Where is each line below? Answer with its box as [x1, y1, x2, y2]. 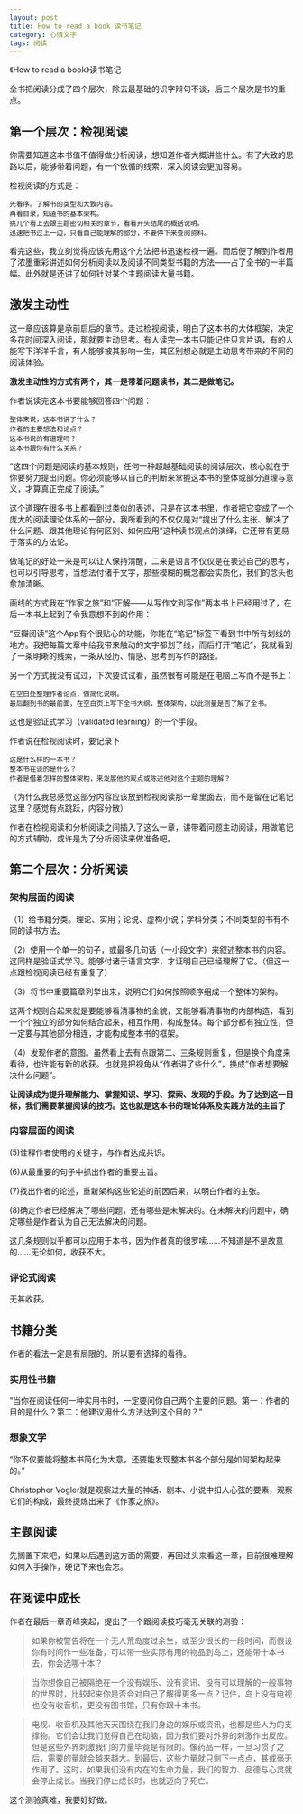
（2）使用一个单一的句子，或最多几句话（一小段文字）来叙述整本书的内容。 [9, 944, 291, 954]
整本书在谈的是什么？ [9, 765, 77, 774]
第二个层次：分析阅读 [9, 862, 128, 878]
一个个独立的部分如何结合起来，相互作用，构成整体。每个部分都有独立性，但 [9, 1016, 294, 1027]
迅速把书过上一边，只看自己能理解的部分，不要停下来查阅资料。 [9, 229, 211, 238]
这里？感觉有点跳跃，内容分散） [9, 802, 128, 813]
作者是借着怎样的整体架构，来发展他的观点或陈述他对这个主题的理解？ [9, 774, 232, 783]
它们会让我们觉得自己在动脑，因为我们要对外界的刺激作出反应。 [55, 1730, 293, 1741]
